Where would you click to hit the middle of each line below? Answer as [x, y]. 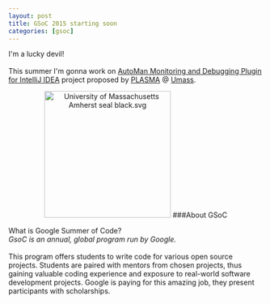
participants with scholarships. [59, 291]
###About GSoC [200, 215]
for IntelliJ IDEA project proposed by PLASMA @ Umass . [102, 80]
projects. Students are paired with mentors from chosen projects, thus [125, 265]
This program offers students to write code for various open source [120, 257]
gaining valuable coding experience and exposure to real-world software [129, 274]
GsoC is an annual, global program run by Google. [92, 239]
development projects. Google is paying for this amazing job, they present [131, 283]
